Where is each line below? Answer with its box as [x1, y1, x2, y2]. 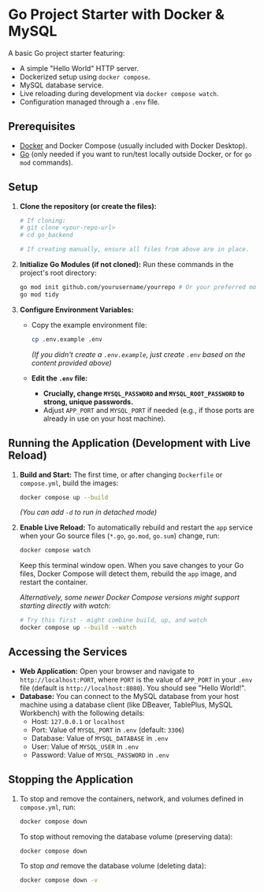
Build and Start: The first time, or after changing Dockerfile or [19, 470, 223, 479]
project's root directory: [19, 268, 97, 277]
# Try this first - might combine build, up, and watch [19, 616, 207, 624]
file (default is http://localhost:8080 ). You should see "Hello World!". [19, 683, 247, 693]
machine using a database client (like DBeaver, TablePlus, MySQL [19, 700, 233, 709]
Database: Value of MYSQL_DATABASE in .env [31, 733, 169, 742]
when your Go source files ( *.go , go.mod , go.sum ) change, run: [19, 531, 220, 541]
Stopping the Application [8, 773, 134, 786]
